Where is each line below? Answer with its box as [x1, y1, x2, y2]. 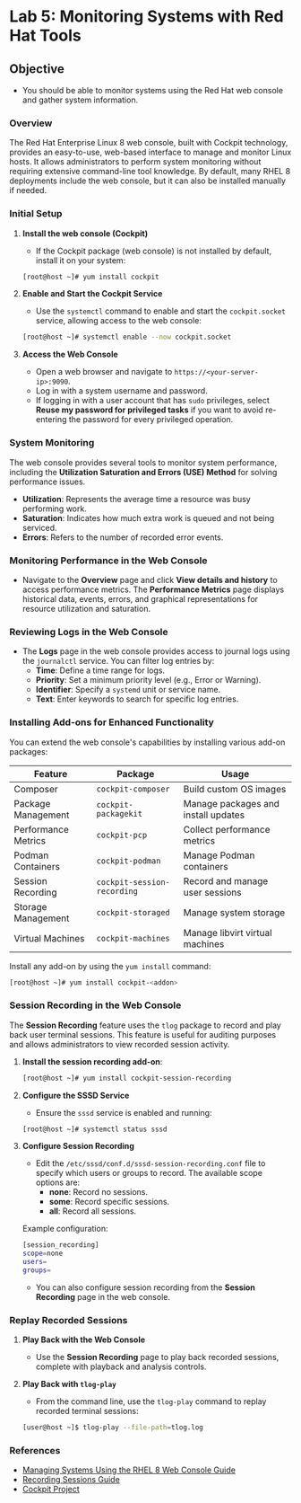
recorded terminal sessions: [35, 1406, 139, 1417]
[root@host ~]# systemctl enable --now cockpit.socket [21, 332, 232, 342]
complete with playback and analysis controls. [35, 1361, 207, 1372]
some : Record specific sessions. [48, 1197, 170, 1207]
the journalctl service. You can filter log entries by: [21, 656, 215, 667]
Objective [9, 61, 65, 76]
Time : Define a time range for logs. [35, 665, 166, 676]
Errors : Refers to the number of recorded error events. [21, 532, 224, 543]
